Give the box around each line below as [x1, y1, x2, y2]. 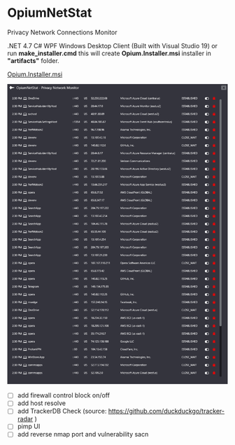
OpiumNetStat [7, 5, 92, 21]
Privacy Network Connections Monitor [7, 28, 117, 36]
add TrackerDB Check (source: [17, 407, 107, 416]
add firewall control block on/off [17, 391, 111, 400]
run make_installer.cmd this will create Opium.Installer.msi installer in [7, 49, 212, 57]
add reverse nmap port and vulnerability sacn [17, 430, 149, 439]
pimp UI [17, 422, 41, 431]
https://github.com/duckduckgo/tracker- [108, 407, 225, 416]
